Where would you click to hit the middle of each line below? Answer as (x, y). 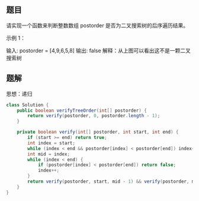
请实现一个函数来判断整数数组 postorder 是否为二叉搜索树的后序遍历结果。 (97, 25)
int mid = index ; (49, 154)
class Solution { (28, 105)
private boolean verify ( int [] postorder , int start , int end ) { (98, 132)
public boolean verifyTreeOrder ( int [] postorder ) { (82, 111)
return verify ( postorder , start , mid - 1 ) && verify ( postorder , (108, 181)
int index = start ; (52, 143)
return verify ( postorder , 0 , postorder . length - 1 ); (94, 116)
